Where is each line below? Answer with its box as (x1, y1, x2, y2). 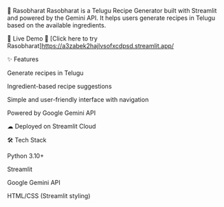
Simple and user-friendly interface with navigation (7, 96, 149, 103)
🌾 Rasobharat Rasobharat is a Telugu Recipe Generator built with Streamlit (7, 7, 217, 14)
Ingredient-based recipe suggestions (7, 83, 112, 90)
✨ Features (7, 55, 39, 63)
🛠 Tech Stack (7, 136, 47, 144)
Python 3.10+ (7, 152, 45, 160)
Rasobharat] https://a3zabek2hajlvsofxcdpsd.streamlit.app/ (7, 42, 174, 50)
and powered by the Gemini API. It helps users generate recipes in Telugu (7, 14, 216, 22)
